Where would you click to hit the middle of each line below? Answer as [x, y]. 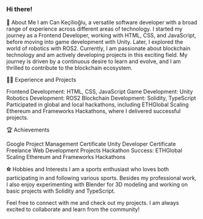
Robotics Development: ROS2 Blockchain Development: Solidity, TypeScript [101, 98]
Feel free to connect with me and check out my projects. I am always [93, 203]
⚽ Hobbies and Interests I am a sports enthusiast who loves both [88, 169]
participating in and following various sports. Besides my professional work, [101, 178]
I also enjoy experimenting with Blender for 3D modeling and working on [97, 185]
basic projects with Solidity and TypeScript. [61, 191]
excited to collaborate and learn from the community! [73, 209]
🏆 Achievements [28, 130]
